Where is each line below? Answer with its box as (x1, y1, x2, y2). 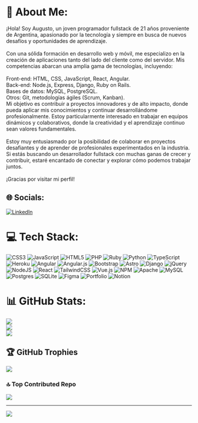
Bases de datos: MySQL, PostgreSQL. (6, 87, 98, 95)
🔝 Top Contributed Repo (6, 380, 77, 389)
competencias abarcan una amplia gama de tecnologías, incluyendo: (6, 62, 173, 70)
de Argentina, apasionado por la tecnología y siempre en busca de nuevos (6, 31, 187, 38)
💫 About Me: (6, 5, 68, 19)
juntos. (6, 162, 23, 170)
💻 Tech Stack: (6, 230, 79, 243)
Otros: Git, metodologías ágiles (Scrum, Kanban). (6, 94, 125, 101)
